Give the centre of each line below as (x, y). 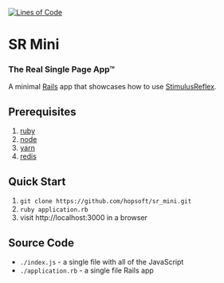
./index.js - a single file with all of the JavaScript (102, 261)
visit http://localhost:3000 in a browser (83, 218)
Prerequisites (42, 112)
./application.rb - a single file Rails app (86, 270)
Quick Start (37, 181)
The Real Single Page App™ (62, 69)
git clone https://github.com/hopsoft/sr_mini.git (106, 202)
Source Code (41, 243)
